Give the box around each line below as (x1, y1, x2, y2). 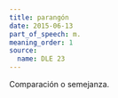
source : (9, 46, 38, 55)
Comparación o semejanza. (9, 79, 110, 89)
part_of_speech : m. (9, 29, 82, 38)
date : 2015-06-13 (9, 21, 74, 30)
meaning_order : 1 (9, 37, 74, 47)
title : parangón (9, 12, 69, 22)
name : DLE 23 (17, 54, 66, 63)
